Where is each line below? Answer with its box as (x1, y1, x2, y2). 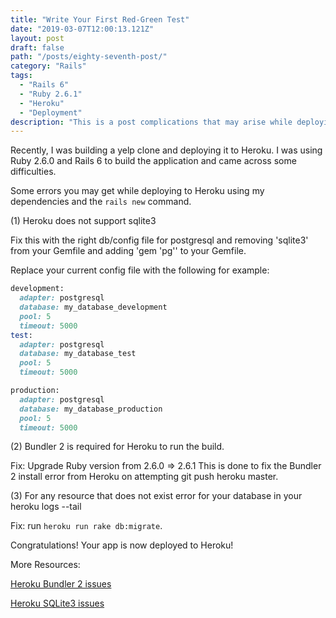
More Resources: (10, 559, 81, 571)
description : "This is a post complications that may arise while (10, 117, 293, 127)
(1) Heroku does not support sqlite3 (10, 215, 157, 227)
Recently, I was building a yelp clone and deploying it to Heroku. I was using (10, 144, 323, 156)
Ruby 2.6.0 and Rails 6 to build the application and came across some (10, 155, 297, 167)
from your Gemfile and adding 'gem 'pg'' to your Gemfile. (10, 245, 247, 257)
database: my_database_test (19, 349, 137, 359)
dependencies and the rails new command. (10, 196, 192, 208)
